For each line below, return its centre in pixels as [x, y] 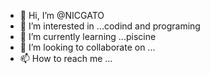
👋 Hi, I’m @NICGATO [62, 15]
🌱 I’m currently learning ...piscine [88, 36]
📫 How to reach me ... [66, 58]
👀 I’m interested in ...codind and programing [110, 26]
